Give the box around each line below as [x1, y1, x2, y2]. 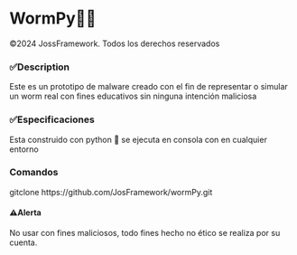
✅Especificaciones [9, 113, 95, 126]
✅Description [9, 61, 70, 73]
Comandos [9, 166, 59, 179]
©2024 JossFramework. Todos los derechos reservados [9, 38, 220, 49]
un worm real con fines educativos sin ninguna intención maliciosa [9, 90, 257, 102]
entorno [9, 144, 39, 155]
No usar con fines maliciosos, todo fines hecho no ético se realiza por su [9, 228, 281, 239]
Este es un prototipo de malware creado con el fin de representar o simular [9, 81, 289, 92]
